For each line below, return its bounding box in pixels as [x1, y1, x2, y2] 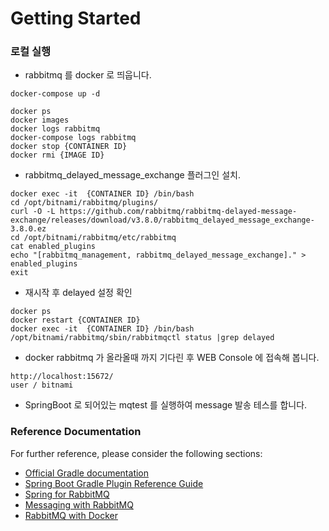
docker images [10, 115, 70, 126]
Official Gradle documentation [24, 467, 150, 479]
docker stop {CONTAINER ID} [10, 142, 128, 152]
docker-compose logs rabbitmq [10, 133, 137, 143]
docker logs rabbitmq [10, 124, 101, 134]
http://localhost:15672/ [10, 372, 114, 382]
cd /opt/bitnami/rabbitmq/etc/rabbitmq [10, 233, 177, 243]
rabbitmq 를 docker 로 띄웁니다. [24, 69, 152, 81]
